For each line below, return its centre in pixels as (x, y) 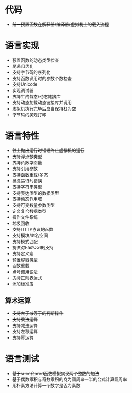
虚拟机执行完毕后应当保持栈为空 (44, 108)
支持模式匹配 (25, 241)
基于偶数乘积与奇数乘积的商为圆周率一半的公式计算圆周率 (69, 379)
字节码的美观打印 (29, 115)
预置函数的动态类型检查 (35, 60)
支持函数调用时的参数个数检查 (42, 78)
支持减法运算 (25, 325)
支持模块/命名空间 (30, 235)
